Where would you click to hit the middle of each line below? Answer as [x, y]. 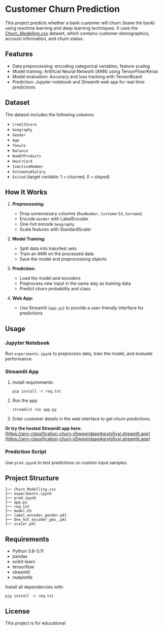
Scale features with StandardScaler [55, 229]
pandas [20, 556]
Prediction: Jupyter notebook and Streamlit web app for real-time [78, 82]
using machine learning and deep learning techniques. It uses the [71, 28]
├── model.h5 [18, 511]
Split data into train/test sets [48, 249]
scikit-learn [24, 562]
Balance [20, 151]
